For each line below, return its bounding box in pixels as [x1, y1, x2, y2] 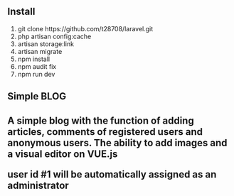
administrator [7, 179, 69, 191]
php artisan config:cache [17, 32, 92, 40]
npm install [17, 55, 50, 63]
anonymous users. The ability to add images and [7, 136, 228, 148]
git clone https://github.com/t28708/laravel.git [17, 24, 154, 33]
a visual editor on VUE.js [7, 148, 118, 160]
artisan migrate [17, 47, 63, 55]
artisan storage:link [17, 39, 75, 48]
